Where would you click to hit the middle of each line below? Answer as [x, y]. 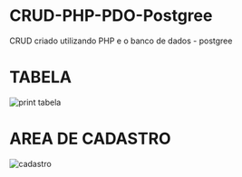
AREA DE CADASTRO [90, 139]
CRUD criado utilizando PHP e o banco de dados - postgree [121, 41]
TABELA [41, 77]
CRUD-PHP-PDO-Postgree [111, 16]
